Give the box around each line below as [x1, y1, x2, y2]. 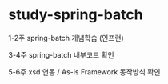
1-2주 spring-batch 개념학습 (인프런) [8, 33, 124, 42]
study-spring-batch [8, 6, 143, 24]
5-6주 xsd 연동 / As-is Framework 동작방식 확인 [8, 66, 161, 77]
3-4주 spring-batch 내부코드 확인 [8, 50, 114, 59]
